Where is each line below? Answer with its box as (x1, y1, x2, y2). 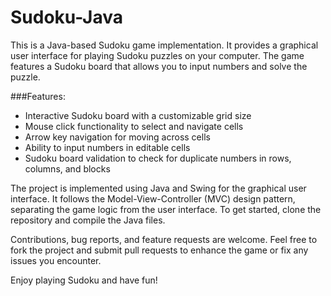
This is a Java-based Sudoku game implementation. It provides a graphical (10, 39, 319, 51)
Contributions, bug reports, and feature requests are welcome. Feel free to (10, 233, 318, 245)
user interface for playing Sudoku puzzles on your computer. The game (10, 49, 305, 61)
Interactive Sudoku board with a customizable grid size (24, 109, 252, 121)
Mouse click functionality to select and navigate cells (24, 120, 244, 132)
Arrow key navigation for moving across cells (24, 131, 211, 143)
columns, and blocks (24, 162, 111, 175)
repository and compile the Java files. (10, 214, 166, 226)
